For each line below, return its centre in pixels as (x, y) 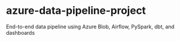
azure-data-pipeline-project (76, 11)
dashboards (20, 32)
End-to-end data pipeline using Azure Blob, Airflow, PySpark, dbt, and (90, 27)
